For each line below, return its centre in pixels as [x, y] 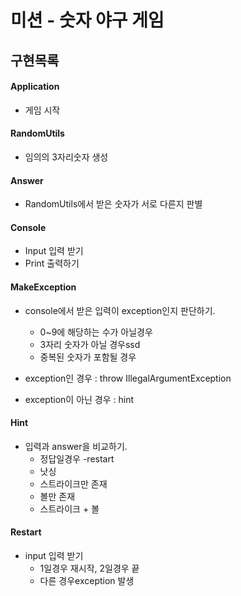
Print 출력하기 [52, 263]
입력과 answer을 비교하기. [76, 446]
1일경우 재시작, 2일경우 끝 [89, 568]
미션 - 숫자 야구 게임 [87, 20]
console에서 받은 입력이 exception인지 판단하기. [120, 310]
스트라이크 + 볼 [69, 508]
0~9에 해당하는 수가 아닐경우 [96, 332]
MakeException [43, 287]
